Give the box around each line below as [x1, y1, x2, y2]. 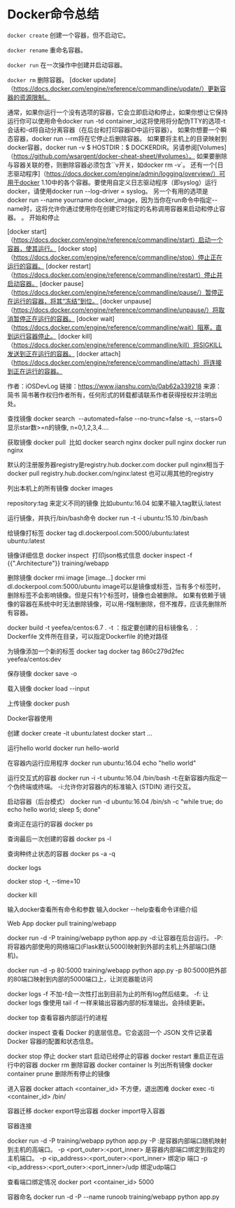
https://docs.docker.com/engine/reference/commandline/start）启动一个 [13, 236, 224, 244]
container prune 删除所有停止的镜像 [7, 1069, 111, 1078]
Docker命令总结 [7, 6, 99, 22]
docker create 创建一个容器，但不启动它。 [7, 31, 130, 39]
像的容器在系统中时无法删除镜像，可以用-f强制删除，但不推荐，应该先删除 [7, 599, 221, 608]
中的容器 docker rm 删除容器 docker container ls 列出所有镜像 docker [13, 1060, 213, 1069]
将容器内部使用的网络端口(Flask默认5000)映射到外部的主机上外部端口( [7, 942, 210, 951]
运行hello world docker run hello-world [7, 744, 120, 752]
